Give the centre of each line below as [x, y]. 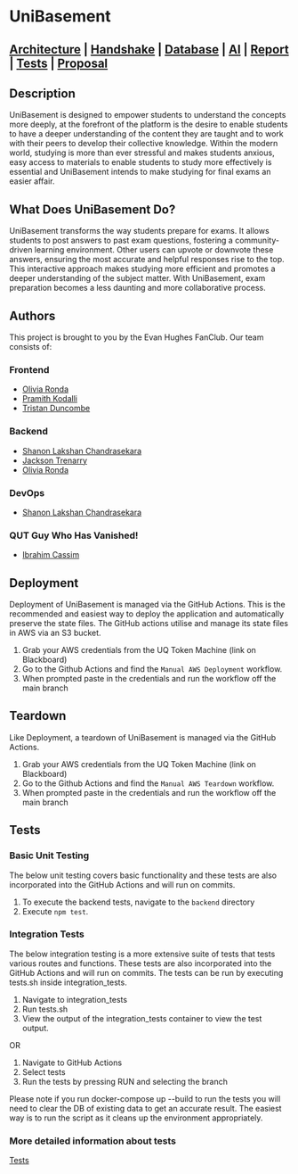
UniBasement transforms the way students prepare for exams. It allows [139, 231]
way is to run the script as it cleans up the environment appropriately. [136, 1118]
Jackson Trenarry [54, 460]
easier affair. [32, 181]
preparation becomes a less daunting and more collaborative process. [137, 288]
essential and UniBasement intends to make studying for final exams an [140, 172]
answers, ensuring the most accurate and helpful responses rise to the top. [147, 260]
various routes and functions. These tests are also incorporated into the [141, 963]
